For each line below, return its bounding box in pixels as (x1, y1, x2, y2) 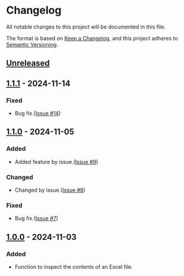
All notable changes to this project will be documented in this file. (6, 23, 166, 30)
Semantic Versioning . (6, 41, 58, 48)
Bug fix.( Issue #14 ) (14, 110, 61, 117)
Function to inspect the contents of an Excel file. (14, 263, 134, 270)
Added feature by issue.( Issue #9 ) (14, 158, 99, 165)
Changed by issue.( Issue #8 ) (14, 186, 86, 193)
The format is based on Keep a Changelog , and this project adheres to (6, 34, 178, 42)
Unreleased (6, 58, 50, 68)
